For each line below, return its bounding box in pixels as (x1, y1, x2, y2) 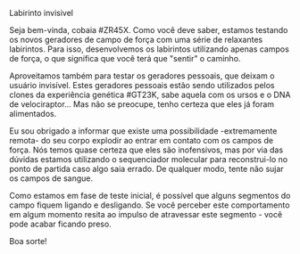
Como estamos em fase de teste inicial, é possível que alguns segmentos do (9, 191, 291, 201)
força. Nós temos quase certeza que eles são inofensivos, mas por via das (9, 144, 284, 155)
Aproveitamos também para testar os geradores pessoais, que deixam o (9, 70, 275, 81)
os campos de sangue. (9, 173, 94, 184)
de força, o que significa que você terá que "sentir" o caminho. (9, 53, 241, 63)
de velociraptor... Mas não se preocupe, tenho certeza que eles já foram (9, 99, 275, 110)
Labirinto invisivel (9, 8, 74, 18)
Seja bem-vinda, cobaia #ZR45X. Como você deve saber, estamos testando (9, 25, 288, 35)
